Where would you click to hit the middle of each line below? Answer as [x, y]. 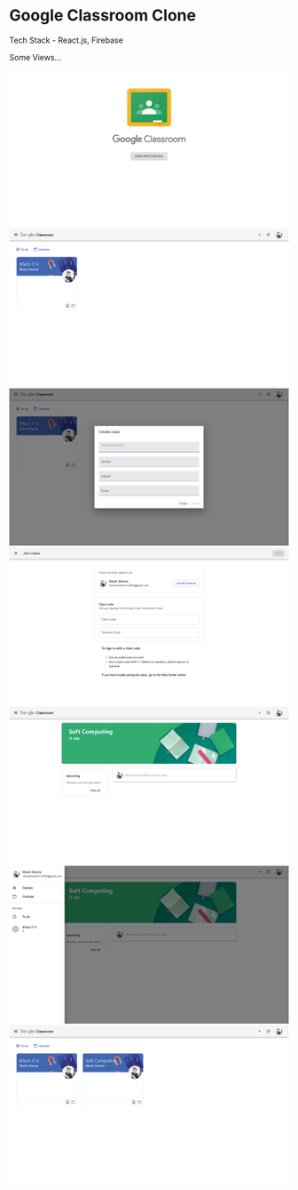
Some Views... [35, 57]
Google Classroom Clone [103, 16]
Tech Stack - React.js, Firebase [67, 40]
